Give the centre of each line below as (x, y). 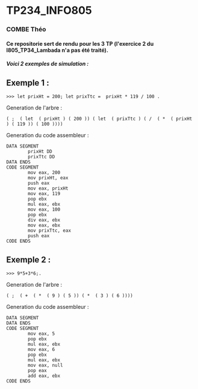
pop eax (37, 370)
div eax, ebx (44, 220)
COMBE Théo (26, 30)
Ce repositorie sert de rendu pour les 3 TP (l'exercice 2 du (80, 43)
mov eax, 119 (44, 194)
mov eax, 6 (42, 349)
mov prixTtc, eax (49, 231)
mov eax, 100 (44, 210)
